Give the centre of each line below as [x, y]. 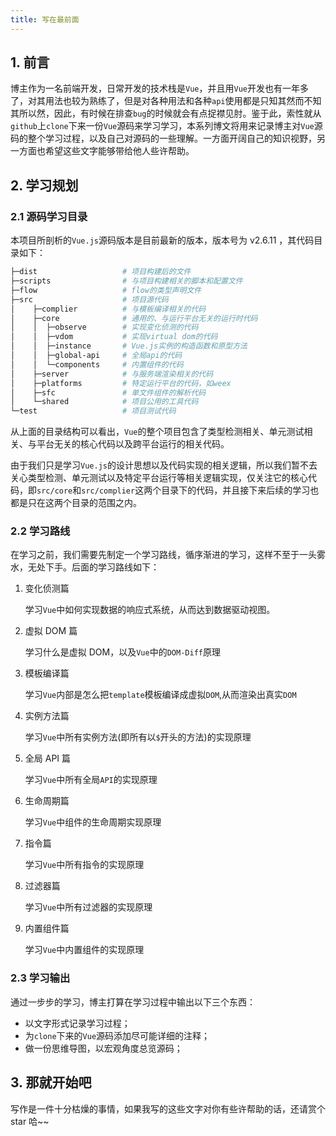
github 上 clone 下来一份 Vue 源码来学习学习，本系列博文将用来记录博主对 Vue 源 [166, 126]
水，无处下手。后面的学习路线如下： [85, 567]
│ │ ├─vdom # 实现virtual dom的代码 [114, 337]
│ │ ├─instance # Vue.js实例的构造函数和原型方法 [129, 346]
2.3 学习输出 [40, 978]
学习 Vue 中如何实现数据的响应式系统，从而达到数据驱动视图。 [150, 610]
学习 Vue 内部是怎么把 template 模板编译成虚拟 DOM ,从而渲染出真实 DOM [160, 695]
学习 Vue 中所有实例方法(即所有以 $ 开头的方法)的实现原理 [138, 737]
